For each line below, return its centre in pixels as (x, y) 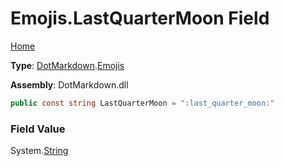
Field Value (38, 129)
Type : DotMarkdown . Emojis (67, 65)
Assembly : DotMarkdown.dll (69, 84)
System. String (39, 151)
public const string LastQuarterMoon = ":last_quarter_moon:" (142, 103)
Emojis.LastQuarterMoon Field (140, 18)
